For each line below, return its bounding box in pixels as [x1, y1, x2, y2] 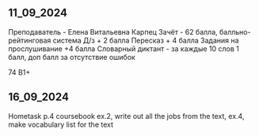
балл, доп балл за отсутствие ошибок [8, 52, 136, 61]
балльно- [219, 27, 251, 36]
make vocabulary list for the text [8, 120, 113, 129]
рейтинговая [8, 35, 51, 45]
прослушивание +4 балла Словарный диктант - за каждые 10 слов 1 [8, 43, 240, 54]
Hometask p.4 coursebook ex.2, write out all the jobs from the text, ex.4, [8, 111, 245, 120]
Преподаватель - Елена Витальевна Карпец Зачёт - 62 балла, [8, 27, 218, 36]
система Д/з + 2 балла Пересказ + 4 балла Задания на [52, 35, 239, 45]
